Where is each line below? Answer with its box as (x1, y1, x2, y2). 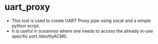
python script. (11, 22, 40, 28)
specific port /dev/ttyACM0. (11, 33, 68, 39)
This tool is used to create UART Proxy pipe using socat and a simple (11, 18, 151, 23)
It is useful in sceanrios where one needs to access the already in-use (11, 28, 154, 34)
